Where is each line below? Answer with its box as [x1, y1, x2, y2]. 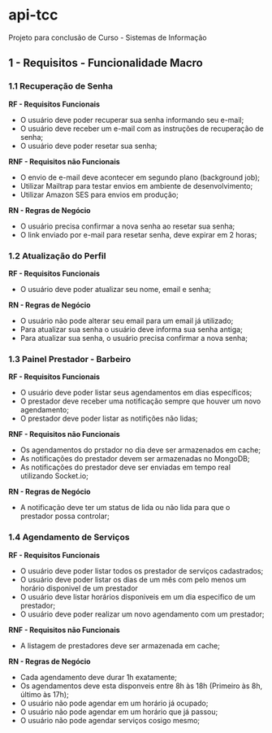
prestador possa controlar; [19, 511, 110, 521]
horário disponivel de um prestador [19, 583, 138, 593]
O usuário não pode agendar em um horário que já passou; [19, 706, 218, 717]
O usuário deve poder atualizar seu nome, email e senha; [19, 284, 211, 294]
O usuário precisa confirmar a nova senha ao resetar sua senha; [19, 221, 235, 231]
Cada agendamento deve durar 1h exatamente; [19, 672, 177, 682]
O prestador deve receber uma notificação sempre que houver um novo [19, 396, 261, 406]
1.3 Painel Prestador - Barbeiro [8, 353, 132, 364]
